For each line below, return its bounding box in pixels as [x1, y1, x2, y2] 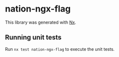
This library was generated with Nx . [5, 19, 76, 25]
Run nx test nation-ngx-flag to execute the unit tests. [5, 46, 115, 52]
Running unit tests [5, 33, 62, 42]
